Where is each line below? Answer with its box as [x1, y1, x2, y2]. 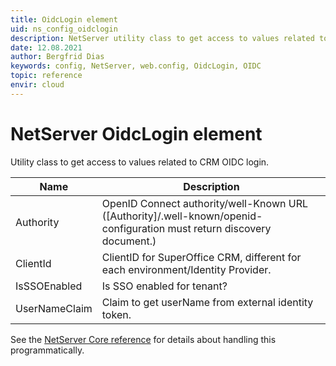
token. [101, 307, 132, 321]
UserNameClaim [15, 301, 93, 315]
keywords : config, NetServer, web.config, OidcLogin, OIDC [10, 61, 262, 71]
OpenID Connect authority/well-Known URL [101, 196, 308, 210]
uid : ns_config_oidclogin [10, 24, 118, 34]
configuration [101, 221, 166, 235]
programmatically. [10, 344, 85, 356]
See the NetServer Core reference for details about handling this [10, 333, 277, 345]
